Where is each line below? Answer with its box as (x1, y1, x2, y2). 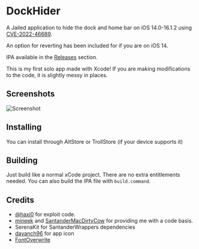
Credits (6, 195, 35, 205)
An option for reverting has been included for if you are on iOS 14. (6, 42, 168, 49)
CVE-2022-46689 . (6, 30, 53, 37)
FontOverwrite (14, 236, 51, 244)
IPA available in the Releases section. (6, 53, 98, 60)
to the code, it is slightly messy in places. (6, 71, 108, 78)
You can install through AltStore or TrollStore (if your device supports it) (6, 138, 183, 145)
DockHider (6, 4, 61, 18)
